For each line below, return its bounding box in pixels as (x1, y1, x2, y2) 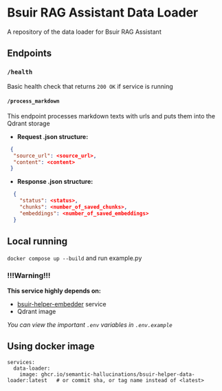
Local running (7, 235, 67, 247)
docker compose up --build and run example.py (7, 253, 142, 262)
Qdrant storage (7, 119, 50, 127)
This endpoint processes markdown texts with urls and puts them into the (7, 112, 216, 120)
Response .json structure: (16, 178, 93, 186)
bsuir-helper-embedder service (16, 299, 107, 308)
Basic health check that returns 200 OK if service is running (7, 82, 173, 90)
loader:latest (7, 377, 48, 383)
